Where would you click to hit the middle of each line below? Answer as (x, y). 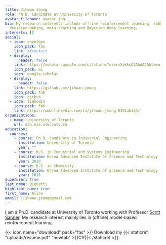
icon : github (27, 97)
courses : (19, 134)
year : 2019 (29, 161)
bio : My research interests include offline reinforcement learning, (78, 23)
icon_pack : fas (30, 46)
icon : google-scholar (36, 74)
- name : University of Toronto (42, 120)
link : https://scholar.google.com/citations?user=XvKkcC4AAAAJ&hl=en (87, 65)
